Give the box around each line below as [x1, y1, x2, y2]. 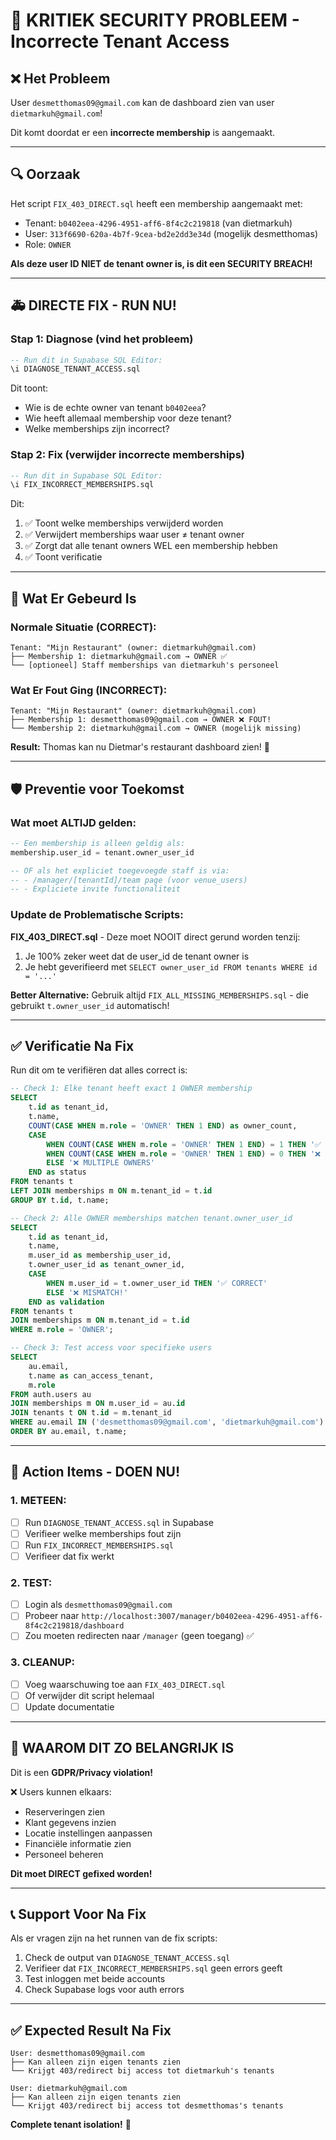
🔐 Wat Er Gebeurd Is [10, 590, 137, 607]
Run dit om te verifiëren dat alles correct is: [10, 1064, 188, 1076]
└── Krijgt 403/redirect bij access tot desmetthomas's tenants [10, 2101, 284, 2111]
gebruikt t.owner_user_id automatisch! [10, 999, 170, 1011]
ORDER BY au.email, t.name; [10, 1427, 128, 1437]
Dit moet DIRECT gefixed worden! [10, 1867, 153, 1879]
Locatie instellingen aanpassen [24, 1827, 153, 1839]
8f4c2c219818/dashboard [24, 1621, 125, 1631]
